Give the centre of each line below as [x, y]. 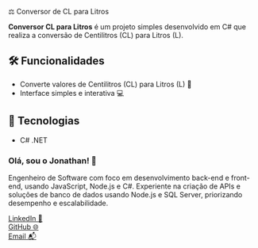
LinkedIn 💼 [25, 218]
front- [240, 177]
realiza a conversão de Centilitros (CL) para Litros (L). [96, 35]
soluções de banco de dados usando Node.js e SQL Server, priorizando [125, 194]
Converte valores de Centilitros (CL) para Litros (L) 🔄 [106, 84]
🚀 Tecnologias [44, 121]
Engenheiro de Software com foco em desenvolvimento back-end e [119, 177]
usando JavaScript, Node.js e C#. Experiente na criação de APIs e [132, 186]
